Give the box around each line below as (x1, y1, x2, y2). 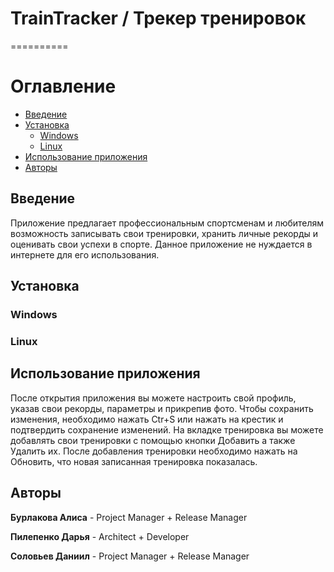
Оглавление (10, 75, 117, 98)
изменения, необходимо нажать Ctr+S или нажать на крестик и (10, 413, 284, 425)
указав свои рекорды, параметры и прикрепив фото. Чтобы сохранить (10, 402, 314, 414)
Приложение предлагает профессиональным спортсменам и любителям (10, 217, 325, 229)
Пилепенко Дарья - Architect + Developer (10, 530, 190, 542)
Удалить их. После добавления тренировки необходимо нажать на (10, 445, 298, 457)
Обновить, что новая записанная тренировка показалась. (10, 455, 258, 467)
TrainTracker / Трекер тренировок (10, 7, 307, 30)
